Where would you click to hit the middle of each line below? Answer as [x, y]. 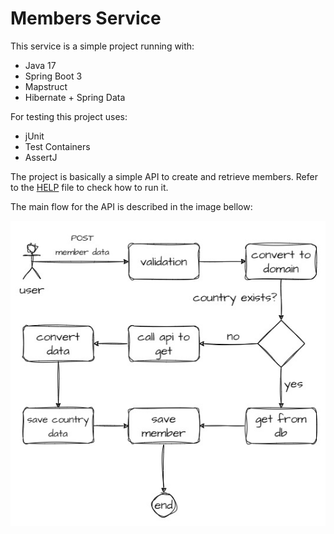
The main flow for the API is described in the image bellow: [131, 206]
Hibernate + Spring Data [75, 97]
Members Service [86, 18]
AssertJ [41, 157]
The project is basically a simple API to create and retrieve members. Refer [164, 176]
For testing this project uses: [69, 116]
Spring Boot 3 [53, 76]
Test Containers [57, 146]
